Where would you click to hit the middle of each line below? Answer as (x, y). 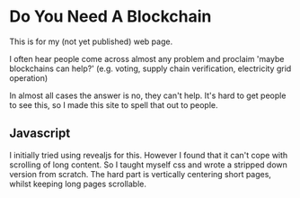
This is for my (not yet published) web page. (91, 41)
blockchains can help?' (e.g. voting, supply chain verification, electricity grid (150, 68)
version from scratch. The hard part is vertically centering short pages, (141, 174)
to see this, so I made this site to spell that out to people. (114, 104)
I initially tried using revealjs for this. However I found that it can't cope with (149, 155)
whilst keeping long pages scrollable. (78, 184)
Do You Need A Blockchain (110, 17)
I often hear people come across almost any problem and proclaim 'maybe (147, 58)
